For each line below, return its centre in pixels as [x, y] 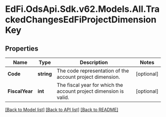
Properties [22, 48]
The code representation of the [93, 71]
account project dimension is [90, 91]
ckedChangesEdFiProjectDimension [81, 20]
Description [94, 62]
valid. [63, 97]
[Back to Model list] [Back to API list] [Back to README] [62, 110]
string [45, 74]
